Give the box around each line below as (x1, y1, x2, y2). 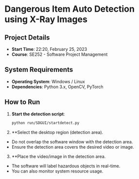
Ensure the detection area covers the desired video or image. (11, 144, 135, 150)
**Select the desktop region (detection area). (11, 129, 104, 135)
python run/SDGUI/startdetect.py (11, 120, 80, 125)
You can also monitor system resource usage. (11, 168, 104, 174)
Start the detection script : (11, 111, 65, 117)
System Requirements (4, 66, 73, 74)
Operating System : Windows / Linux (11, 78, 86, 84)
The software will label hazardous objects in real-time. (11, 163, 121, 169)
